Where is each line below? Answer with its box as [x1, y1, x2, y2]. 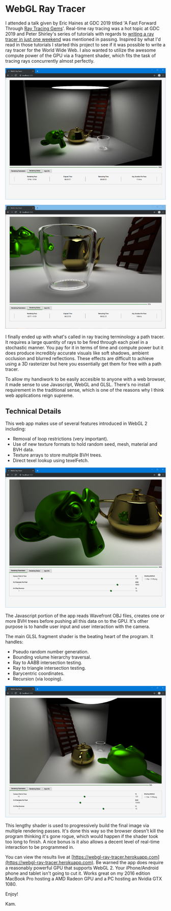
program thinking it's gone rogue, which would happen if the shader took [5, 833, 159, 840]
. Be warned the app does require [93, 859, 164, 866]
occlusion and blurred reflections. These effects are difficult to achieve [5, 355, 154, 361]
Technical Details [5, 407, 62, 416]
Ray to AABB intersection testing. [12, 659, 82, 666]
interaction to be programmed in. [5, 844, 75, 850]
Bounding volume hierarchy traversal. [12, 654, 92, 660]
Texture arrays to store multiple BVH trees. [12, 452, 102, 458]
